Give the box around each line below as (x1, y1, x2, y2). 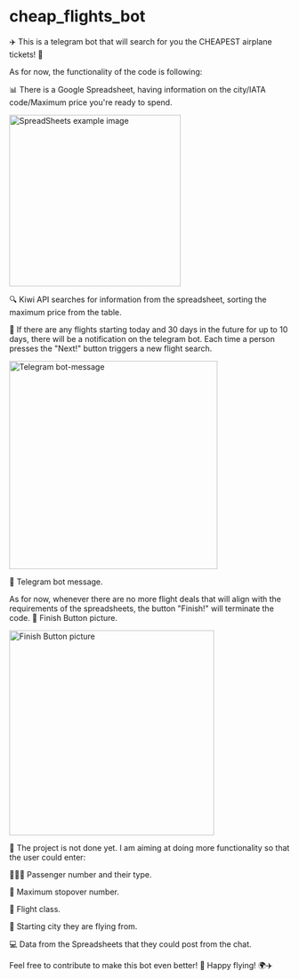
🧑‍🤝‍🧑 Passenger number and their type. (9, 869, 152, 879)
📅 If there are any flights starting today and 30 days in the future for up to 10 (9, 323, 288, 335)
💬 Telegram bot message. (9, 576, 104, 587)
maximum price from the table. (9, 306, 122, 317)
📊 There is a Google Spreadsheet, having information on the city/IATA (9, 84, 266, 94)
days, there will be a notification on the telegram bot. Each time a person (9, 333, 276, 344)
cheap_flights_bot (9, 6, 146, 27)
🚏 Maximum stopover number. (9, 886, 120, 897)
